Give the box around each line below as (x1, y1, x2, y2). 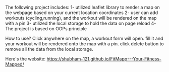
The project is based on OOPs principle (5, 26, 87, 32)
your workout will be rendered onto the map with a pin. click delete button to (5, 41, 164, 47)
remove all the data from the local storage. (5, 46, 93, 52)
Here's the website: (5, 56, 46, 62)
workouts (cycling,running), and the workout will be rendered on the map (5, 15, 157, 21)
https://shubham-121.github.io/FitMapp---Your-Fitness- (46, 56, 161, 62)
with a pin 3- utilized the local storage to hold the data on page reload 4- (5, 20, 156, 26)
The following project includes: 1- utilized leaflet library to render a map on (5, 5, 160, 10)
